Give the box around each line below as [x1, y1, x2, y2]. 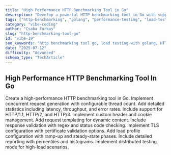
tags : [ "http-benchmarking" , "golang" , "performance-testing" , [5, 17, 142, 22]
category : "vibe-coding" [5, 21, 58, 27]
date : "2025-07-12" [5, 45, 47, 50]
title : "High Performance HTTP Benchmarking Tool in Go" [5, 7, 129, 13]
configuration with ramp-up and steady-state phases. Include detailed [5, 133, 152, 139]
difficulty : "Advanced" [5, 50, 56, 55]
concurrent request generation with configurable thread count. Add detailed [5, 100, 164, 107]
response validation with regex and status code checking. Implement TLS [5, 122, 159, 128]
